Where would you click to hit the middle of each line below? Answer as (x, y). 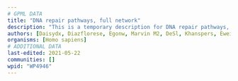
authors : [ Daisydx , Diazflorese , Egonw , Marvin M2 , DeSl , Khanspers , (112, 33)
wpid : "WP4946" (30, 66)
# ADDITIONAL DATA (34, 46)
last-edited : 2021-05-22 (44, 54)
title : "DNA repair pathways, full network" (74, 20)
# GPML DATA (25, 14)
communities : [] (31, 60)
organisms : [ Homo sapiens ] (47, 40)
